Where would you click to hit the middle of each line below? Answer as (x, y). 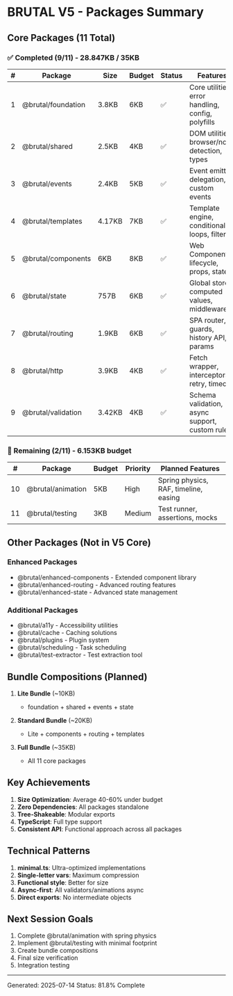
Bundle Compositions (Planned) (77, 676)
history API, (208, 337)
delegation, (208, 179)
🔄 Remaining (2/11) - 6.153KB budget (69, 451)
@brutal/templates (52, 221)
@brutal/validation (52, 412)
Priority (138, 469)
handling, (205, 104)
